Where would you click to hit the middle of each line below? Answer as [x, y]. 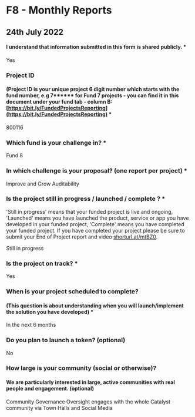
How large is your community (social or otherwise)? [81, 368]
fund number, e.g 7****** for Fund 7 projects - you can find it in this [93, 95]
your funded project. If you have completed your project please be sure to [95, 230]
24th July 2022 [35, 32]
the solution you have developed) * [50, 312]
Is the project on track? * [42, 263]
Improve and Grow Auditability [43, 184]
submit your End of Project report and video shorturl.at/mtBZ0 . [82, 237]
